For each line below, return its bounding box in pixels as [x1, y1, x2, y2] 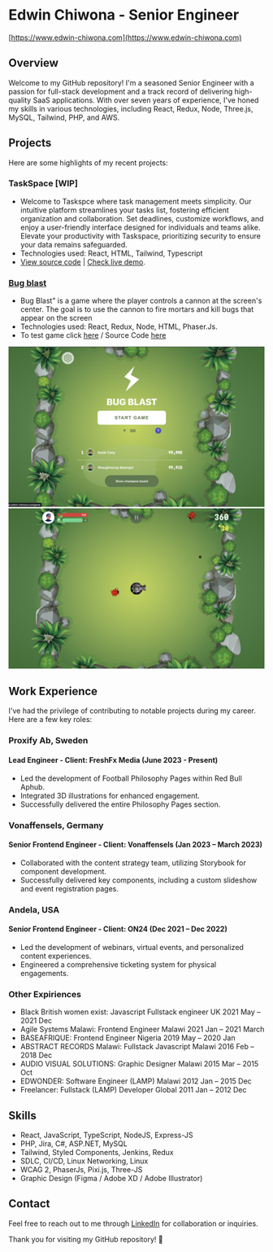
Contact [8, 1197, 50, 1210]
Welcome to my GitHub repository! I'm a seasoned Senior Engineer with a [8, 77, 254, 87]
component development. [19, 866, 107, 876]
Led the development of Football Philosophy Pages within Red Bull [19, 773, 242, 783]
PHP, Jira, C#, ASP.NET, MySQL [19, 1138, 128, 1149]
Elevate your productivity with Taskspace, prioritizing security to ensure [19, 230, 262, 241]
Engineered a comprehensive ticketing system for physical [19, 959, 217, 970]
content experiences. [19, 951, 92, 961]
